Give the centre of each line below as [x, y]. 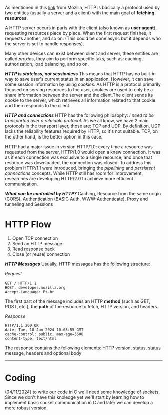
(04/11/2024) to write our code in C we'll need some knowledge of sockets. [82, 392]
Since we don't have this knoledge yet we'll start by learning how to [75, 397]
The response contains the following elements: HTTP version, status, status [83, 348]
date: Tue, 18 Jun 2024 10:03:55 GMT [44, 330]
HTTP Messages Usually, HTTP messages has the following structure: [78, 264]
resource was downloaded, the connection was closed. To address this [78, 162]
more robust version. [27, 408]
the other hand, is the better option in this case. [54, 137]
